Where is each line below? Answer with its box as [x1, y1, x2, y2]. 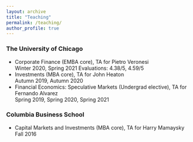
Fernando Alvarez [14, 89, 58, 96]
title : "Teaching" [6, 14, 51, 20]
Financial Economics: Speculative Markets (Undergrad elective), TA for [14, 83, 187, 91]
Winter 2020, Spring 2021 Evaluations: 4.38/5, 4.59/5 [14, 64, 144, 72]
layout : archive [6, 8, 46, 15]
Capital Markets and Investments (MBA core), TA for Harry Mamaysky [14, 124, 185, 131]
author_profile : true [6, 25, 60, 31]
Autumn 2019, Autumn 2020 [14, 77, 84, 84]
